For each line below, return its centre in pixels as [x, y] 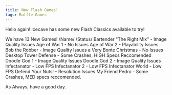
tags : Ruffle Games [26, 15]
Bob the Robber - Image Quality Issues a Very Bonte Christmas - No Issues [84, 50]
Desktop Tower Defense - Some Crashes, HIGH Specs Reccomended [79, 55]
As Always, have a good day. [36, 86]
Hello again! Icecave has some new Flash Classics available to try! [75, 29]
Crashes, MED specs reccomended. [43, 77]
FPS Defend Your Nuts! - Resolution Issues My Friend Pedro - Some [77, 71]
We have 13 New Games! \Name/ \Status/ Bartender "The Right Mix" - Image [86, 39]
